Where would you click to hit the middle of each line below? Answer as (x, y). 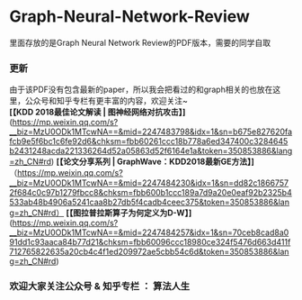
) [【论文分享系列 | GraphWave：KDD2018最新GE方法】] (152, 162)
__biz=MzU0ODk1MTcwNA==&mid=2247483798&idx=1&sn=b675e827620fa (151, 132)
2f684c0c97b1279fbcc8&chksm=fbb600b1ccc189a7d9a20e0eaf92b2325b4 (151, 193)
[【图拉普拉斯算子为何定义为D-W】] (129, 213)
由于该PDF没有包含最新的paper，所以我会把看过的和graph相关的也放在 (141, 90)
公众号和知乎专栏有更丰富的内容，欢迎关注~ (107, 101)
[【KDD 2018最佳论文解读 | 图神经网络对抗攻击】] (98, 112)
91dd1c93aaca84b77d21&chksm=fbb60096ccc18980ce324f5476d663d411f (150, 242)
